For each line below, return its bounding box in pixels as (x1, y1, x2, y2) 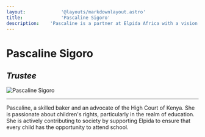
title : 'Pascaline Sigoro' (6, 15, 111, 21)
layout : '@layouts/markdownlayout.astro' (6, 9, 146, 15)
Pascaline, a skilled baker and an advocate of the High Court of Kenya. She (6, 104, 195, 111)
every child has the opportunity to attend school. (6, 124, 129, 131)
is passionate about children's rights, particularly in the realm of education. (6, 111, 195, 118)
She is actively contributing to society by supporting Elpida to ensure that (6, 117, 191, 125)
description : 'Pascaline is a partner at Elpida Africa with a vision (6, 20, 198, 26)
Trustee (6, 71, 37, 81)
